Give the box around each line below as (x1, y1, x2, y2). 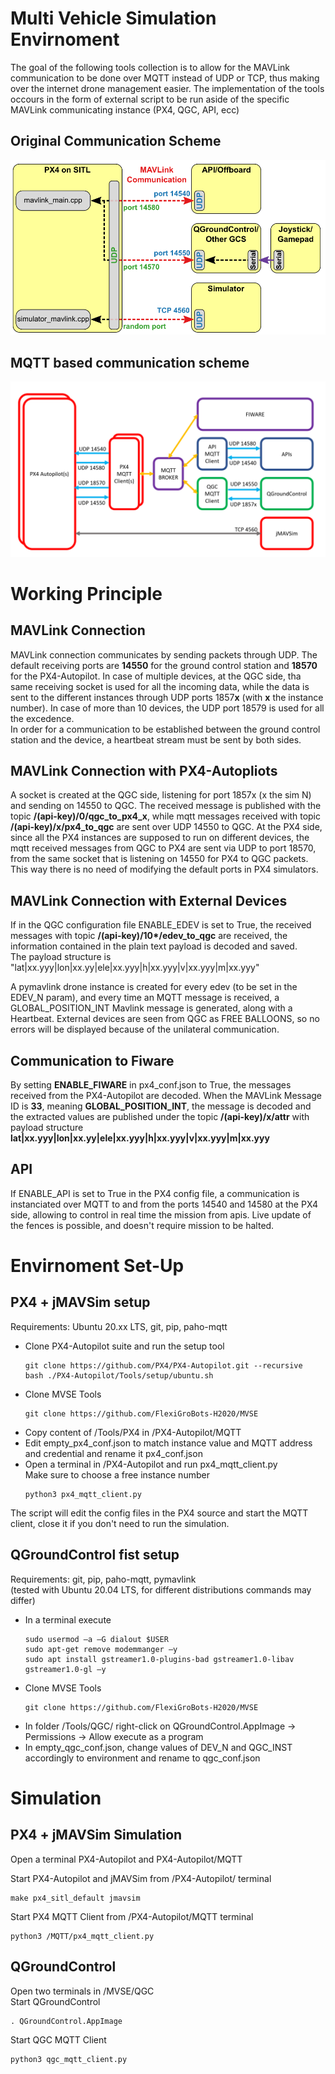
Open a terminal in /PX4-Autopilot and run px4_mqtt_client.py (24, 1458, 278, 1470)
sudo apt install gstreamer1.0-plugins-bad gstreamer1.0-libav (24, 1654, 295, 1664)
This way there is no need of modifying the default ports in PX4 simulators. (10, 863, 319, 876)
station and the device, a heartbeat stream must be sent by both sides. (10, 733, 302, 746)
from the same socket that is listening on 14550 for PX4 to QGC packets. (10, 853, 309, 865)
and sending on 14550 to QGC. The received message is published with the (10, 800, 322, 812)
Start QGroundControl (10, 1995, 101, 2007)
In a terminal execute (24, 1613, 112, 1626)
